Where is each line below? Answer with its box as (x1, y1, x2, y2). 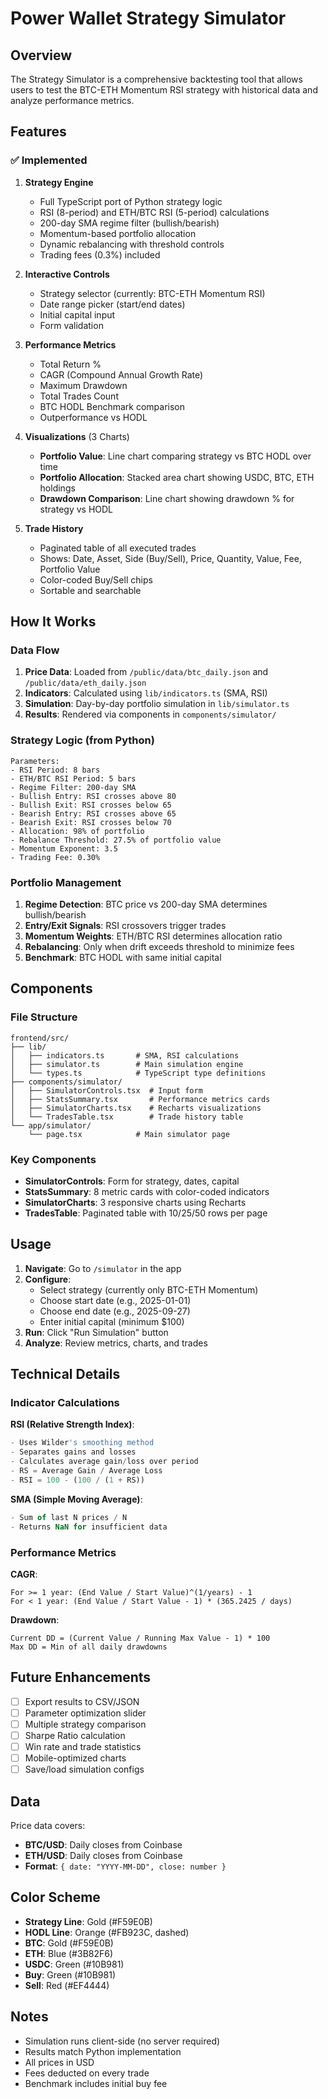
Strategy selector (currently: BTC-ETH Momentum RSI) (39, 287, 266, 299)
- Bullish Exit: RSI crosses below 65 (10, 800, 172, 810)
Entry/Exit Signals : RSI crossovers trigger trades (24, 919, 227, 931)
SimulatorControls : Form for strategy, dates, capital (24, 1175, 240, 1187)
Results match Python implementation (24, 2045, 182, 2057)
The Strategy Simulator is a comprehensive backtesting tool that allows (10, 73, 303, 85)
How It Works (10, 613, 97, 631)
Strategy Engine (24, 176, 94, 188)
